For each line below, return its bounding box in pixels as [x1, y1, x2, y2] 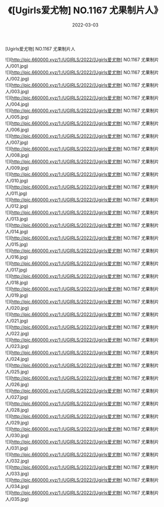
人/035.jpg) [5, 496, 29, 502]
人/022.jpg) [5, 330, 29, 336]
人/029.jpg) [5, 419, 29, 425]
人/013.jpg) [5, 216, 28, 222]
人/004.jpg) [5, 101, 29, 107]
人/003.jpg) [5, 88, 29, 94]
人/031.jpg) [5, 445, 28, 451]
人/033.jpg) [5, 470, 29, 476]
